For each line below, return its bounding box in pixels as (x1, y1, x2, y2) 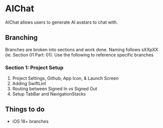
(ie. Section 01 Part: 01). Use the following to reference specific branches (5, 52, 154, 58)
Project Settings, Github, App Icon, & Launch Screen (12, 75, 119, 81)
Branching (5, 33, 38, 42)
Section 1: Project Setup (5, 64, 64, 71)
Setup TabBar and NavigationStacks (12, 91, 86, 97)
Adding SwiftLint (12, 81, 46, 87)
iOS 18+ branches (12, 118, 49, 124)
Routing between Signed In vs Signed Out (12, 86, 97, 92)
